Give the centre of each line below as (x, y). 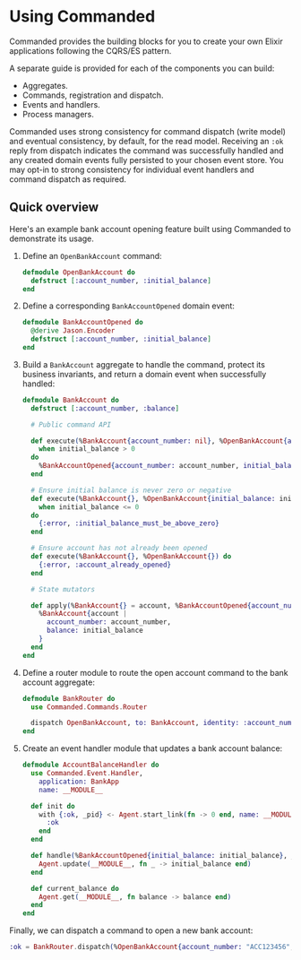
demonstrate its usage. (52, 238)
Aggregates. (45, 85)
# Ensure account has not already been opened (119, 549)
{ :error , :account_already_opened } (105, 565)
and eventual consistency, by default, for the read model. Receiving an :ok (146, 141)
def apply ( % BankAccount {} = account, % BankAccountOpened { (141, 605)
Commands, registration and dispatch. (93, 95)
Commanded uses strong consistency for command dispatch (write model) (148, 131)
